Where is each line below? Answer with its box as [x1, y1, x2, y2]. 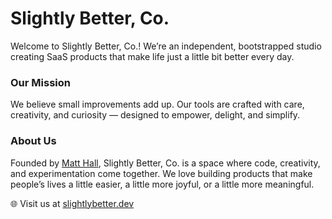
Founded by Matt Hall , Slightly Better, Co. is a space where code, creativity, [10, 157, 321, 169]
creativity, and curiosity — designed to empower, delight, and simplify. [10, 109, 301, 121]
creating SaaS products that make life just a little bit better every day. [10, 50, 295, 62]
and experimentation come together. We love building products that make [10, 167, 313, 179]
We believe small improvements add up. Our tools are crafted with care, [10, 98, 305, 111]
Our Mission [10, 75, 71, 89]
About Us [10, 134, 57, 148]
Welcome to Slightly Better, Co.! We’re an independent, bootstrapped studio [10, 40, 322, 52]
